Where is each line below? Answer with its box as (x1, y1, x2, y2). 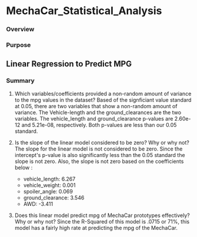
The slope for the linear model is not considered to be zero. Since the (14, 145, 183, 152)
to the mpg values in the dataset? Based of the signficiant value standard (14, 96, 192, 104)
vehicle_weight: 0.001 (23, 181, 76, 189)
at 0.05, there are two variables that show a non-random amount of (14, 102, 178, 109)
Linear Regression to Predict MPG (6, 59, 132, 69)
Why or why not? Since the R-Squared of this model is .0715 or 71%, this (14, 218, 190, 225)
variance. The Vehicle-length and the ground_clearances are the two (14, 109, 181, 116)
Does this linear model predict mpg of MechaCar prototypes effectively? (14, 212, 190, 219)
